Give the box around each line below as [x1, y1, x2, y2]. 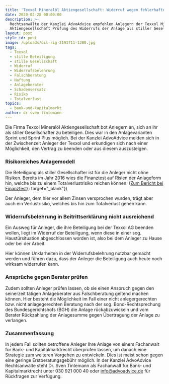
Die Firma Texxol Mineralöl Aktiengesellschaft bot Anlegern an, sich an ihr [5, 124, 158, 130]
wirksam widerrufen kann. [5, 261, 59, 267]
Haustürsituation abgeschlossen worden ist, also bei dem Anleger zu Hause [5, 235, 162, 242]
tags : [5, 45, 17, 50]
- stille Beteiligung [10, 54, 55, 59]
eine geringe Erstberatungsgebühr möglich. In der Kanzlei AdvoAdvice [5, 357, 152, 363]
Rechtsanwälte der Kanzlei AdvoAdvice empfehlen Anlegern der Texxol [10, 21, 158, 27]
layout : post [5, 31, 33, 36]
